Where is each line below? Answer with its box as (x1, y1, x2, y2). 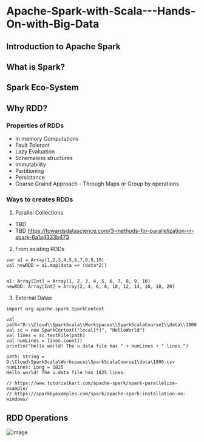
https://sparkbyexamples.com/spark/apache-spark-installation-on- (14, 391, 186, 397)
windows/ (6, 396, 29, 403)
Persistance (15, 174, 46, 181)
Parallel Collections (15, 209, 64, 216)
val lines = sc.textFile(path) (6, 332, 86, 339)
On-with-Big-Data (6, 17, 100, 31)
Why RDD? (6, 103, 47, 113)
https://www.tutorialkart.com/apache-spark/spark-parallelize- (14, 380, 178, 386)
